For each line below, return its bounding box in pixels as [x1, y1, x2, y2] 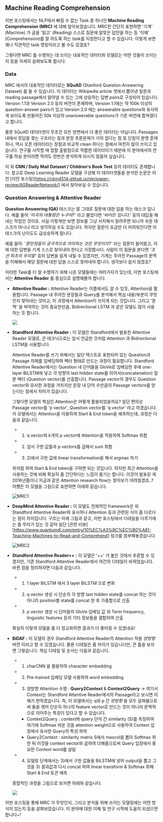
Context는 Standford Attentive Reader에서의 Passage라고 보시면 [26, 692, 153, 697]
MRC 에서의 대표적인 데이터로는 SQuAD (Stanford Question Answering [5, 82, 144, 88]
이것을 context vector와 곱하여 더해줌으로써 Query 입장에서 [37, 740, 151, 746]
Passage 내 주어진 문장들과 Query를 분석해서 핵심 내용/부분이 [30, 292, 148, 298]
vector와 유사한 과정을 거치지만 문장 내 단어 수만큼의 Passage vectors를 [12, 382, 151, 388]
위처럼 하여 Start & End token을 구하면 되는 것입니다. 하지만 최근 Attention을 [12, 465, 159, 471]
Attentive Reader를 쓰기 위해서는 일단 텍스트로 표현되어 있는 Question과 [12, 352, 151, 358]
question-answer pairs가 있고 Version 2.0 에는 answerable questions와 [5, 107, 145, 112]
